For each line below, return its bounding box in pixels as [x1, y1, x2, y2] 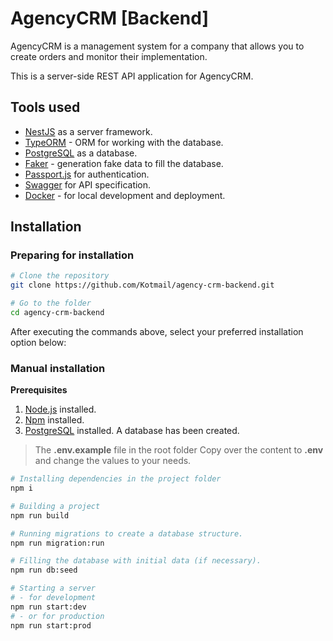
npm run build [10, 510, 70, 521]
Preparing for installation [10, 248, 135, 262]
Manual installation [10, 361, 106, 375]
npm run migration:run [10, 538, 105, 548]
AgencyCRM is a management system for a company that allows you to [10, 40, 305, 52]
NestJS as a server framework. [24, 125, 153, 137]
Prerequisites [10, 384, 68, 396]
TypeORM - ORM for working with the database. [24, 136, 224, 148]
